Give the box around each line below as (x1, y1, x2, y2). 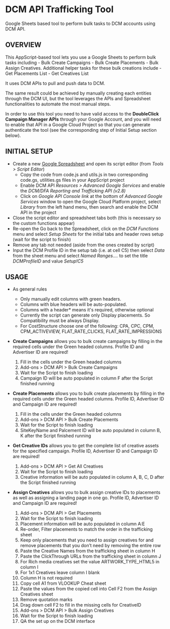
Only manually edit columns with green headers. (20, 296, 122, 302)
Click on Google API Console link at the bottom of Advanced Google (20, 193, 163, 199)
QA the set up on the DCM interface (20, 618, 95, 624)
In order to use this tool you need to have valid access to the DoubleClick (5, 110, 159, 117)
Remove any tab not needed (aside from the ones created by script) (12, 242, 155, 248)
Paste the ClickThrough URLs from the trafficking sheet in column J (20, 553, 161, 559)
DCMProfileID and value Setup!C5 (12, 258, 84, 264)
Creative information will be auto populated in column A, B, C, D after (20, 474, 164, 480)
